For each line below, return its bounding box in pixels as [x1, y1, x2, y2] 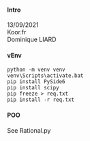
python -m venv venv [7, 66, 66, 74]
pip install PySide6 [7, 78, 66, 85]
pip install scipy [7, 85, 59, 91]
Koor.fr [7, 28, 27, 36]
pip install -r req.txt [7, 96, 75, 103]
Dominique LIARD [7, 35, 57, 44]
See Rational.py [7, 126, 51, 134]
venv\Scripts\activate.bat [7, 72, 84, 79]
